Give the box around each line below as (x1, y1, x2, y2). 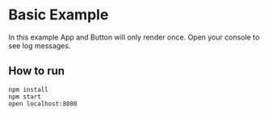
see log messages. (8, 40, 71, 50)
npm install (8, 85, 48, 93)
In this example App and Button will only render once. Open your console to (8, 32, 260, 42)
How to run (8, 64, 65, 78)
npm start (8, 93, 42, 101)
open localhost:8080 (8, 99, 78, 108)
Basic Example (8, 6, 109, 24)
